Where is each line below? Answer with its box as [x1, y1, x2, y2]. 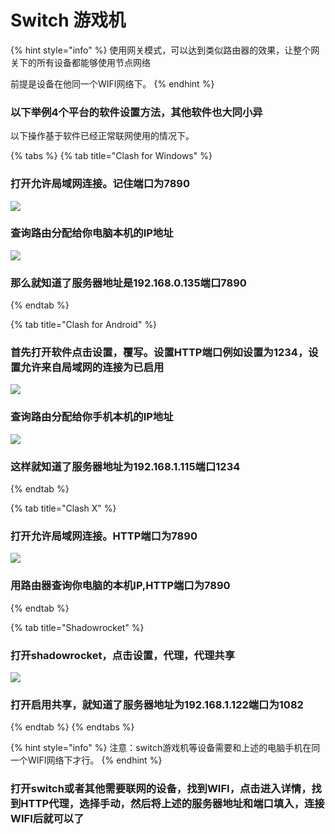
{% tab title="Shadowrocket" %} [10, 621, 145, 633]
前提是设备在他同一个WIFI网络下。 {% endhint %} [10, 77, 215, 90]
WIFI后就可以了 [10, 812, 85, 826]
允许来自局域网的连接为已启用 [20, 361, 165, 375]
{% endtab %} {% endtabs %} [10, 721, 135, 733]
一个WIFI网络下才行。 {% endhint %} [10, 754, 163, 766]
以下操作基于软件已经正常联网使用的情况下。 [10, 130, 195, 142]
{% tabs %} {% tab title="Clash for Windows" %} [10, 150, 213, 162]
